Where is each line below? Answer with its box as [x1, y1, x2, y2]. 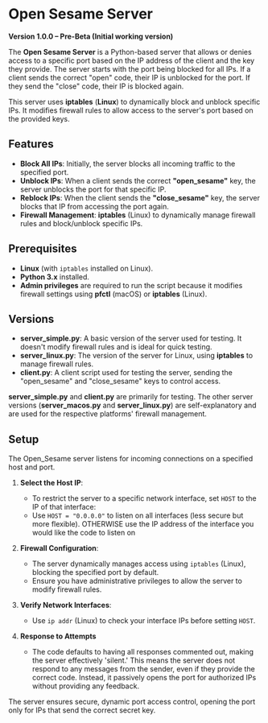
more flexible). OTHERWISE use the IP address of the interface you [31, 519, 254, 529]
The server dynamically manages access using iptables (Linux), [31, 559, 246, 568]
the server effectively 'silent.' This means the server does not [31, 655, 236, 665]
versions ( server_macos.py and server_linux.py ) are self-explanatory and [8, 400, 257, 411]
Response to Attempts [19, 631, 97, 641]
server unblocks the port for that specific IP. [19, 184, 167, 194]
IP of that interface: [31, 502, 97, 512]
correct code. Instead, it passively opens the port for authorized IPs [31, 673, 257, 683]
